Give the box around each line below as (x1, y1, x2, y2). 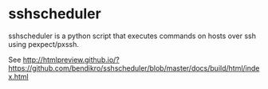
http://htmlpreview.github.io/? (22, 55, 120, 64)
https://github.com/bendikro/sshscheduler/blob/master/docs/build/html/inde (8, 63, 260, 72)
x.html (8, 72, 30, 81)
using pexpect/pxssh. (8, 39, 80, 48)
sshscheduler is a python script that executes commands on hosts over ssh (8, 31, 257, 41)
